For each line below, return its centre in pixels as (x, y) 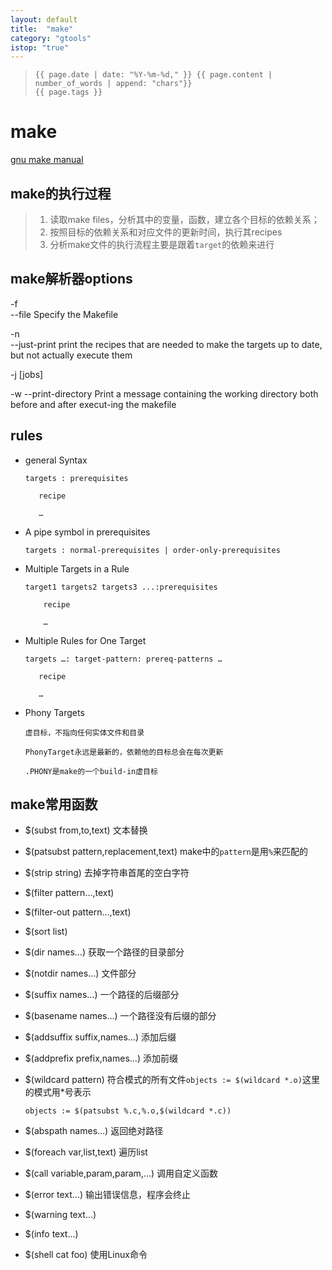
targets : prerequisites (76, 478)
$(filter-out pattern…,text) (78, 912)
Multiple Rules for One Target (85, 640)
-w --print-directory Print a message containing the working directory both (164, 393)
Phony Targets (54, 712)
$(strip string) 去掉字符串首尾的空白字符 (107, 873)
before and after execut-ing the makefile (93, 404)
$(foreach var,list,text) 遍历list (86, 1152)
